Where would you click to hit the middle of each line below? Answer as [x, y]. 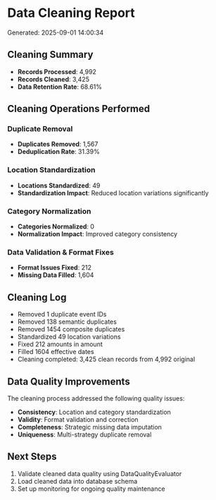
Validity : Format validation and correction [78, 419]
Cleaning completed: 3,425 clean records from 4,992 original [106, 359]
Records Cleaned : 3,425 [53, 79]
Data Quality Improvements [69, 381]
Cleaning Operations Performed [78, 109]
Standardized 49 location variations [69, 337]
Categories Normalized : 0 [56, 226]
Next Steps [32, 457]
